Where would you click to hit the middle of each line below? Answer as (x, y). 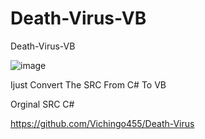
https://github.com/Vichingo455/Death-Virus (102, 123)
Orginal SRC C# (42, 104)
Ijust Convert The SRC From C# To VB (88, 84)
